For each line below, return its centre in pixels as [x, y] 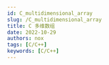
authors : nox [26, 39]
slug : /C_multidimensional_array [54, 20]
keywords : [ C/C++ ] [33, 51]
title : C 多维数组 [31, 26]
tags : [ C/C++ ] [27, 45]
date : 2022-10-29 [32, 32]
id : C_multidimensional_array [50, 13]
